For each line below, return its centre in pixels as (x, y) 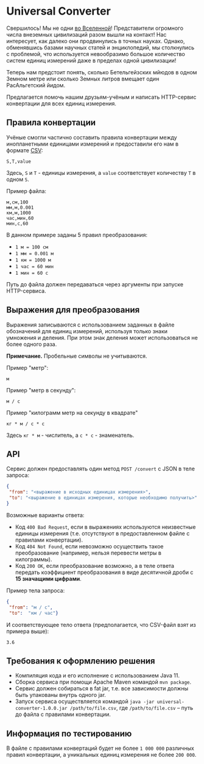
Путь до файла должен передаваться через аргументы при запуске (95, 284)
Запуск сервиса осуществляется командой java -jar (85, 701)
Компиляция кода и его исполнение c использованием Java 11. (97, 676)
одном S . (18, 179)
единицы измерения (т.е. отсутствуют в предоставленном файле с (102, 533)
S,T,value (19, 161)
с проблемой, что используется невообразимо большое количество (96, 54)
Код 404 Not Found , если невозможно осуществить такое (89, 546)
